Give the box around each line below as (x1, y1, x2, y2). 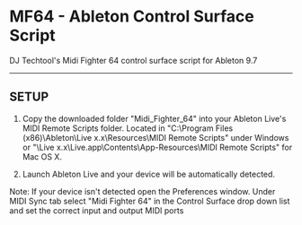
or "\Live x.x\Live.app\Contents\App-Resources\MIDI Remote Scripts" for (22, 142, 293, 152)
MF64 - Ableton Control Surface (9, 6, 254, 27)
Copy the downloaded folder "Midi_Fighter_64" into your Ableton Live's (22, 113, 287, 124)
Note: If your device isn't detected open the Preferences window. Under (9, 186, 276, 196)
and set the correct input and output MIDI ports (9, 204, 184, 216)
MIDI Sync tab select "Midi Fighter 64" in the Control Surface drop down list (9, 195, 290, 206)
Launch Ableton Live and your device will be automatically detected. (22, 169, 276, 179)
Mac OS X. (22, 151, 63, 162)
